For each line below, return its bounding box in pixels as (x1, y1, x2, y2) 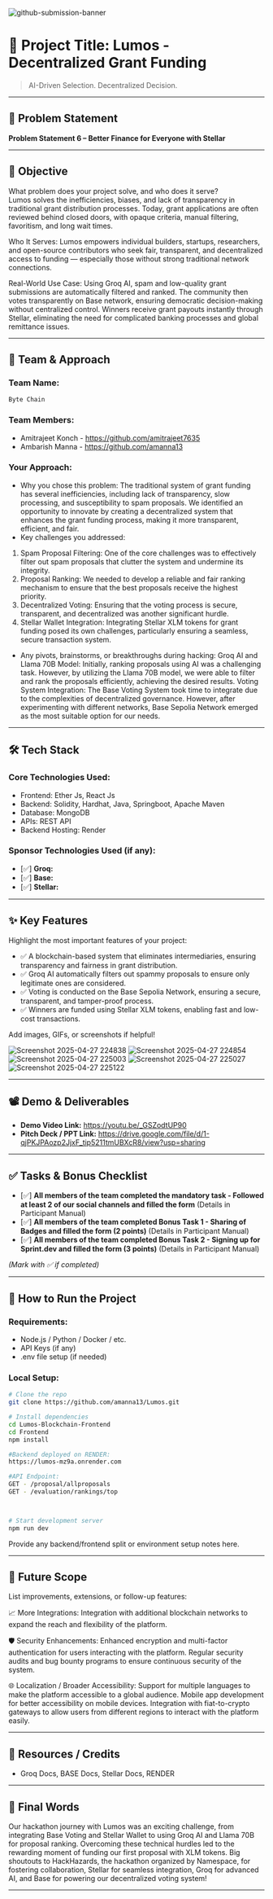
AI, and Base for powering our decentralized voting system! (8, 1874, 207, 1884)
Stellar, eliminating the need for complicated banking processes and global (8, 313, 258, 322)
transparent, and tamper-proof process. (19, 996, 154, 1006)
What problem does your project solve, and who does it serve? (8, 186, 219, 195)
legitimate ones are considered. (19, 978, 127, 988)
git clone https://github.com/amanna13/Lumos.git (8, 1398, 180, 1406)
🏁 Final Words (8, 1800, 80, 1813)
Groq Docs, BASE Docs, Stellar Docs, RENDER (19, 1769, 175, 1778)
